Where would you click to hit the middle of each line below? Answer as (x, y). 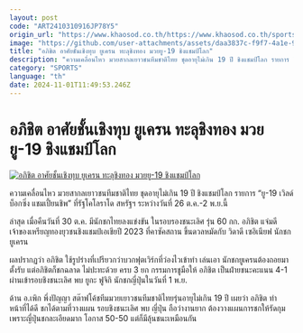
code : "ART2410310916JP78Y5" (64, 26)
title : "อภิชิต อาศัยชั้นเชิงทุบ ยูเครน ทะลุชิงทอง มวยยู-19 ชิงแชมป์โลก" (111, 51)
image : (22, 43)
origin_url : (32, 34)
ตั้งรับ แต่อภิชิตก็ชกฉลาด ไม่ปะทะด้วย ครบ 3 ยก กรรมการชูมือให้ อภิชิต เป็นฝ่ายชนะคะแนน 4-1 (149, 269)
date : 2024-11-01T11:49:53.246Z (70, 85)
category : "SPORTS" (46, 69)
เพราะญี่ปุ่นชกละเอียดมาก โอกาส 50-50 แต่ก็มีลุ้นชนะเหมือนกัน (103, 318)
